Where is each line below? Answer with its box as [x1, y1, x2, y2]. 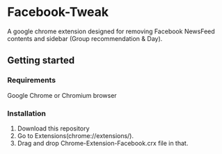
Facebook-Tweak [7, 4, 109, 20]
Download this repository [17, 124, 90, 132]
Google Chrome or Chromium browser [7, 91, 117, 99]
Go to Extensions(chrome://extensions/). [17, 131, 134, 139]
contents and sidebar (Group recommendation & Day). [7, 34, 163, 42]
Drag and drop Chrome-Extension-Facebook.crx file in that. [17, 139, 189, 147]
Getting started [7, 55, 75, 67]
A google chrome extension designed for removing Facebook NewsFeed [7, 27, 216, 35]
